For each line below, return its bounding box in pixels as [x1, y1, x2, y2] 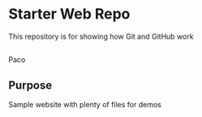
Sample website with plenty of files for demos [8, 100, 162, 110]
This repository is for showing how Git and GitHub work [8, 31, 194, 41]
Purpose [8, 78, 53, 92]
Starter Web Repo [8, 5, 131, 23]
